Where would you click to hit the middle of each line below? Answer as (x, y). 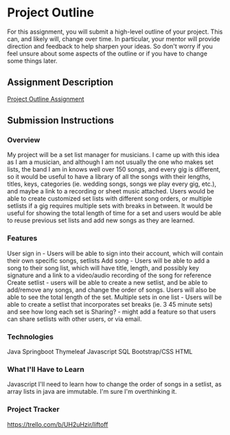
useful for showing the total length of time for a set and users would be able (114, 213)
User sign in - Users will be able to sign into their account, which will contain (115, 253)
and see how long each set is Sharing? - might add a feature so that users (112, 311)
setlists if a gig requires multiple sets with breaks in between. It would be (110, 206)
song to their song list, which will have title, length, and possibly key (103, 268)
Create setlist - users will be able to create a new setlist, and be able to (107, 282)
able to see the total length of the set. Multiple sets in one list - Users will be (114, 297)
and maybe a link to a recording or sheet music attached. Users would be (111, 191)
